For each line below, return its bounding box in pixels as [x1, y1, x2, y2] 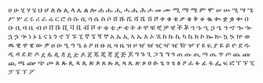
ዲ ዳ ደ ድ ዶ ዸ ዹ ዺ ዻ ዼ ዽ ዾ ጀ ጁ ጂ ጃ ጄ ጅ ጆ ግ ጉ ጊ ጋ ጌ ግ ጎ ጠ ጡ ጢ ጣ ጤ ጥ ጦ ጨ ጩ [8, 49, 250, 58]
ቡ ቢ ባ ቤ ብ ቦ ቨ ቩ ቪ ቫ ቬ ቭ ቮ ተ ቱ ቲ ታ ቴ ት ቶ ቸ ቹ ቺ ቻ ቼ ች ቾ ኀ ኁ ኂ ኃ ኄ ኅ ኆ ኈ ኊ [8, 23, 252, 32]
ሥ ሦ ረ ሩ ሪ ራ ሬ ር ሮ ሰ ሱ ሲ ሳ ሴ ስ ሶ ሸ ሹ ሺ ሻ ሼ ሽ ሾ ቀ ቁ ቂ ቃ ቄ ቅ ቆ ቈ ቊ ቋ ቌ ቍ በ [8, 14, 249, 23]
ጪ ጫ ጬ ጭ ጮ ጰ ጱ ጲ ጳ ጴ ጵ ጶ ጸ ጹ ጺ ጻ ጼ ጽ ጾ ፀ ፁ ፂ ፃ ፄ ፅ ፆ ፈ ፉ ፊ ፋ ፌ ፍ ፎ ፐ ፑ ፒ [8, 58, 255, 67]
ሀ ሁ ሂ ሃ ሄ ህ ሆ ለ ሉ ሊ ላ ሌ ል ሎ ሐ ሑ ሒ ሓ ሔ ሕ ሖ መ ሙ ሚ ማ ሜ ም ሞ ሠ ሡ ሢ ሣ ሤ [8, 5, 254, 14]
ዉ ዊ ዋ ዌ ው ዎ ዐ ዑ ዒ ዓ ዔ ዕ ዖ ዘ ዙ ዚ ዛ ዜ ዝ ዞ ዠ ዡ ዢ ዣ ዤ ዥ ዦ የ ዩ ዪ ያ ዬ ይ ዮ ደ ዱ [8, 41, 250, 49]
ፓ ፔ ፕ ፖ [8, 67, 35, 76]
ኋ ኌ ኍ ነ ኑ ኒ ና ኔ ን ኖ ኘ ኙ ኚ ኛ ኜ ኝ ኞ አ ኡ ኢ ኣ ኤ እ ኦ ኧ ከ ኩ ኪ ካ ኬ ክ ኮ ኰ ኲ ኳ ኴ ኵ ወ [8, 31, 250, 41]
